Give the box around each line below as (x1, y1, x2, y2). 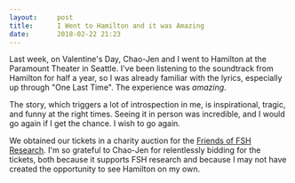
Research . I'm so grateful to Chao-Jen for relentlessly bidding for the (9, 145, 261, 155)
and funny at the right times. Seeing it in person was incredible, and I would (9, 108, 286, 120)
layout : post (9, 12, 74, 22)
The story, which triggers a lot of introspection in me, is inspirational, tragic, (9, 99, 286, 110)
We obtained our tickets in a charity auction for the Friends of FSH (9, 135, 251, 147)
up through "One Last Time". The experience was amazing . (9, 82, 227, 93)
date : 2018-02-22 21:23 (9, 29, 122, 38)
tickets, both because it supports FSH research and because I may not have (9, 155, 287, 165)
